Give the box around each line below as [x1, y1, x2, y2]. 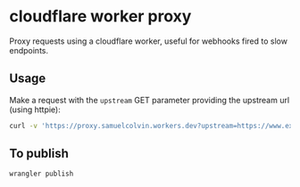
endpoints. [9, 45, 49, 55]
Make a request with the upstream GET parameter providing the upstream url [9, 94, 290, 105]
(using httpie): [9, 104, 61, 115]
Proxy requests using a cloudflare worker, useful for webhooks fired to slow [9, 36, 288, 46]
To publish [9, 146, 69, 161]
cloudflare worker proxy [9, 6, 192, 27]
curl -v [9, 121, 38, 130]
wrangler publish [9, 169, 74, 179]
